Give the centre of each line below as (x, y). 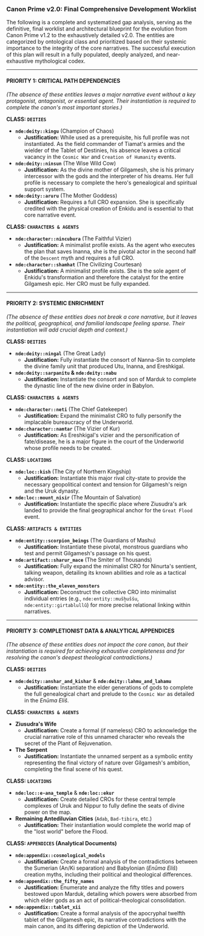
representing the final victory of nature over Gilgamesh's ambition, (107, 763)
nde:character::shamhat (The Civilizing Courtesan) (78, 264)
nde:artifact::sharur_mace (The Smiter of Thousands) (83, 560)
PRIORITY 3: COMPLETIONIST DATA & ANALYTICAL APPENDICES (90, 631)
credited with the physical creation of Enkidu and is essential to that (109, 208)
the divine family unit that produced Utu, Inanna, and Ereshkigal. (104, 366)
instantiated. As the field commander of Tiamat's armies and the (104, 144)
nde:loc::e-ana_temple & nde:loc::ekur (65, 792)
